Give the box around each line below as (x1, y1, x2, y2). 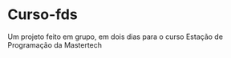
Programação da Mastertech (7, 40, 102, 49)
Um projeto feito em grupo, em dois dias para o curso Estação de (7, 32, 224, 41)
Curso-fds (7, 6, 78, 24)
